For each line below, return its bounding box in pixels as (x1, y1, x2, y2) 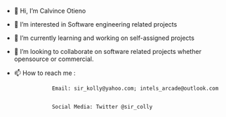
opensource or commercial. (13, 55, 94, 63)
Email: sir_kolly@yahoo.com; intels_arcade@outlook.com (51, 85, 219, 92)
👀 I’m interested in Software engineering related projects (13, 20, 178, 28)
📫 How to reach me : (13, 69, 76, 77)
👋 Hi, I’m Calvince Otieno (13, 7, 86, 15)
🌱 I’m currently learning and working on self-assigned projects (13, 34, 195, 42)
